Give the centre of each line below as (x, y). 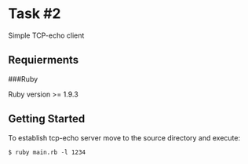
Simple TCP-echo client (46, 35)
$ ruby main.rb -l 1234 (47, 152)
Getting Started (47, 119)
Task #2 (35, 14)
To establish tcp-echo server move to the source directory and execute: (124, 137)
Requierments (44, 60)
